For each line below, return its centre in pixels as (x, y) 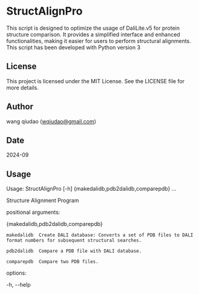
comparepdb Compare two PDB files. (52, 262)
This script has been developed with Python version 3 (73, 47)
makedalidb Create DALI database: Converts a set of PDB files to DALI (100, 235)
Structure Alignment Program (43, 200)
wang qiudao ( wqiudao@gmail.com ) (51, 121)
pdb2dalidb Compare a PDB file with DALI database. (74, 251)
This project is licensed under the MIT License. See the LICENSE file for (96, 81)
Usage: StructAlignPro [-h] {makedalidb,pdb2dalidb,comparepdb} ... (91, 189)
